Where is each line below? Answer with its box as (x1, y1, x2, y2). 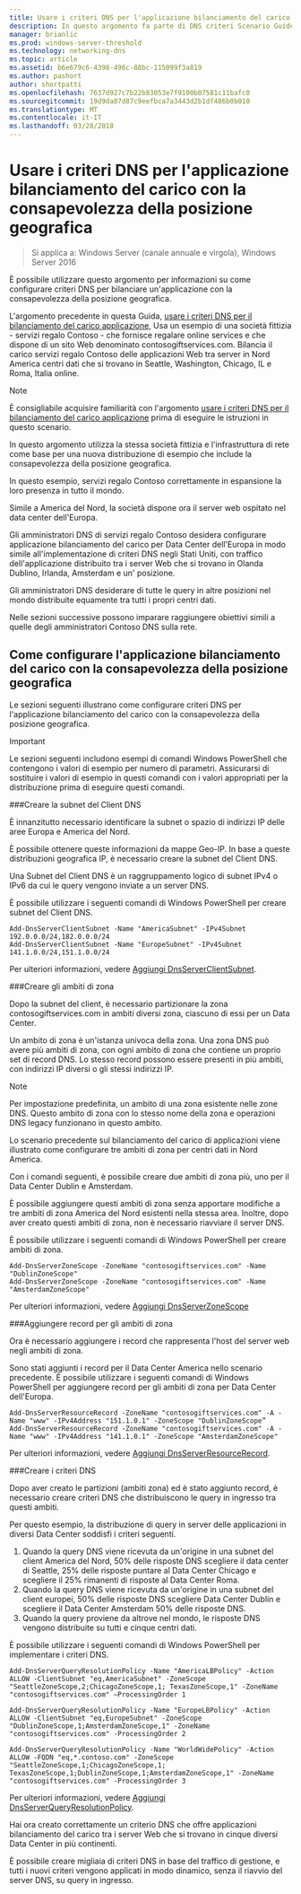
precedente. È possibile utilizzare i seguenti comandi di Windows (9, 1372, 249, 1382)
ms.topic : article (9, 55, 78, 64)
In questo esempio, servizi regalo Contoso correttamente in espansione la (9, 475, 282, 486)
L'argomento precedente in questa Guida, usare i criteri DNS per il (9, 311, 253, 321)
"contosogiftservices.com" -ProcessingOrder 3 (9, 1776, 186, 1785)
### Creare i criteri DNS (9, 1465, 97, 1476)
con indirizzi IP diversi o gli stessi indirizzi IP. (9, 1063, 175, 1074)
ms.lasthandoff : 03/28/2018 (9, 122, 115, 131)
